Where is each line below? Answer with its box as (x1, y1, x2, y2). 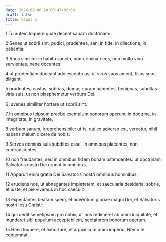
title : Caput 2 (5, 17, 37, 22)
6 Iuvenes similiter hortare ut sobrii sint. (5, 101, 87, 107)
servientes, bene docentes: (5, 61, 62, 67)
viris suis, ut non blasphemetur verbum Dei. (5, 91, 96, 98)
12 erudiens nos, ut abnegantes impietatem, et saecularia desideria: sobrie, (5, 181, 161, 187)
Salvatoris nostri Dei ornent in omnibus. (5, 162, 87, 168)
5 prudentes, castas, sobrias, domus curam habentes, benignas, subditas (5, 86, 157, 92)
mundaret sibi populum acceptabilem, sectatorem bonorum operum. (5, 217, 147, 223)
